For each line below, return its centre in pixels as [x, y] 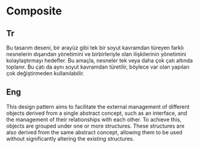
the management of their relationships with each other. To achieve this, [94, 119]
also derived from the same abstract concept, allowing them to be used [94, 132]
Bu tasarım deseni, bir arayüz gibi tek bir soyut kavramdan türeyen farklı [95, 48]
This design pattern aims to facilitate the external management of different [98, 106]
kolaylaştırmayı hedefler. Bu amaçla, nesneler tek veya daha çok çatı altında [99, 60]
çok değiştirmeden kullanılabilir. [45, 73]
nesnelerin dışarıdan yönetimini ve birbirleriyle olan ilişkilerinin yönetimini [96, 54]
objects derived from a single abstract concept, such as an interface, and [97, 113]
